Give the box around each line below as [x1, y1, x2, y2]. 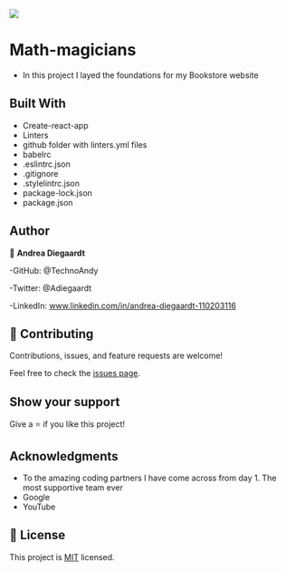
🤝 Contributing [9, 326, 94, 342]
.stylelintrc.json [22, 178, 80, 189]
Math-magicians [9, 40, 137, 61]
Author [9, 223, 50, 239]
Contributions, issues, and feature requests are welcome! [9, 350, 224, 362]
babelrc [22, 149, 52, 160]
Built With [9, 96, 66, 111]
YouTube [22, 501, 56, 512]
